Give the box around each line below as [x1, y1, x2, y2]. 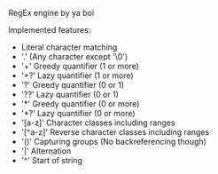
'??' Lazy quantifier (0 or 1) [20, 89, 119, 99]
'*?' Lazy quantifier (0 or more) [20, 108, 136, 118]
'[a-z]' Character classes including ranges [20, 117, 175, 128]
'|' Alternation [20, 146, 72, 156]
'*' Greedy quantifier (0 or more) [20, 99, 140, 109]
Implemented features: [8, 25, 91, 35]
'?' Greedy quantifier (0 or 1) [20, 80, 125, 90]
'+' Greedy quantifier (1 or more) [20, 61, 139, 71]
